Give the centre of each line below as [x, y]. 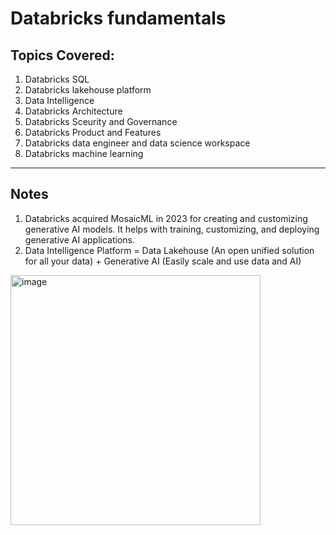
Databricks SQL [57, 79]
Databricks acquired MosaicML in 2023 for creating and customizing [166, 218]
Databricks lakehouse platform [88, 90]
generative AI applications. [79, 239]
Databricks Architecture [73, 111]
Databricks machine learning [84, 153]
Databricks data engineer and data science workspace [137, 143]
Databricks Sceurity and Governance [101, 121]
